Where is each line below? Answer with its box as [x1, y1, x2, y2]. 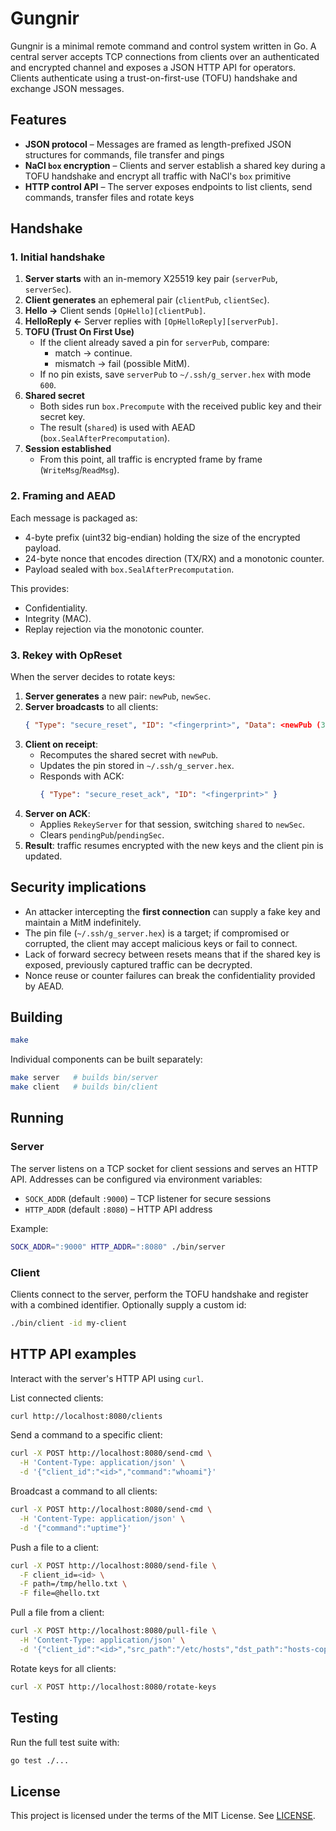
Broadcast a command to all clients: [10, 1485, 158, 1497]
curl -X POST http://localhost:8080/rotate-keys [10, 1682, 217, 1692]
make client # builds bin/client [10, 1082, 159, 1092]
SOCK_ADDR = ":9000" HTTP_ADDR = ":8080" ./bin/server [10, 1242, 226, 1252]
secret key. [39, 411, 86, 423]
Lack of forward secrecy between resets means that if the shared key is [24, 948, 321, 960]
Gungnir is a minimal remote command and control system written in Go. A [10, 40, 317, 52]
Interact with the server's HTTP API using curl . [10, 1372, 204, 1384]
